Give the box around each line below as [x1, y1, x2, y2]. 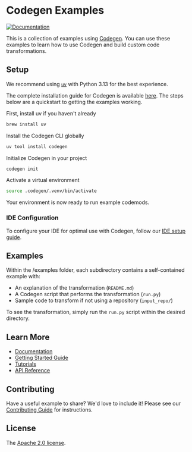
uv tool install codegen [6, 143, 68, 149]
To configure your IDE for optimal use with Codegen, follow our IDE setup [6, 227, 186, 234]
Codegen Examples [6, 4, 105, 17]
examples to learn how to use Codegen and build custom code [6, 41, 160, 48]
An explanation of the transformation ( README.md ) [14, 284, 134, 291]
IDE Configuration [6, 214, 59, 222]
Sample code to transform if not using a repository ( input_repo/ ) [14, 297, 174, 304]
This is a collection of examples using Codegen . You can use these [6, 34, 171, 42]
